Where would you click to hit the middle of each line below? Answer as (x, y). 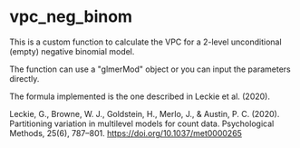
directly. (24, 78)
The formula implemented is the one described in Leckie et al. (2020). (140, 96)
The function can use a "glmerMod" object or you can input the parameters (150, 69)
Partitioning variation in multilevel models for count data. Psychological (142, 123)
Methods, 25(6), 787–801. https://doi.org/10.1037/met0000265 (126, 133)
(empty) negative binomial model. (72, 51)
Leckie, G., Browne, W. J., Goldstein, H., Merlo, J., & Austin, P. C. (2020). (145, 113)
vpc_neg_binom (71, 17)
